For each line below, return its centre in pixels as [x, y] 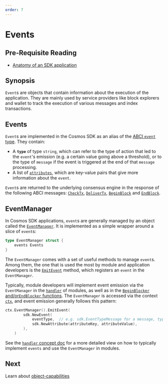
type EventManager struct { [34, 240]
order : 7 [14, 10]
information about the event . [41, 178]
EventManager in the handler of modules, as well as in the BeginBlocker [77, 290]
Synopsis [20, 81]
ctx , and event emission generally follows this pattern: [61, 301]
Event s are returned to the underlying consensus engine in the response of [82, 187]
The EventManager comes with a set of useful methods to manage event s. [80, 259]
